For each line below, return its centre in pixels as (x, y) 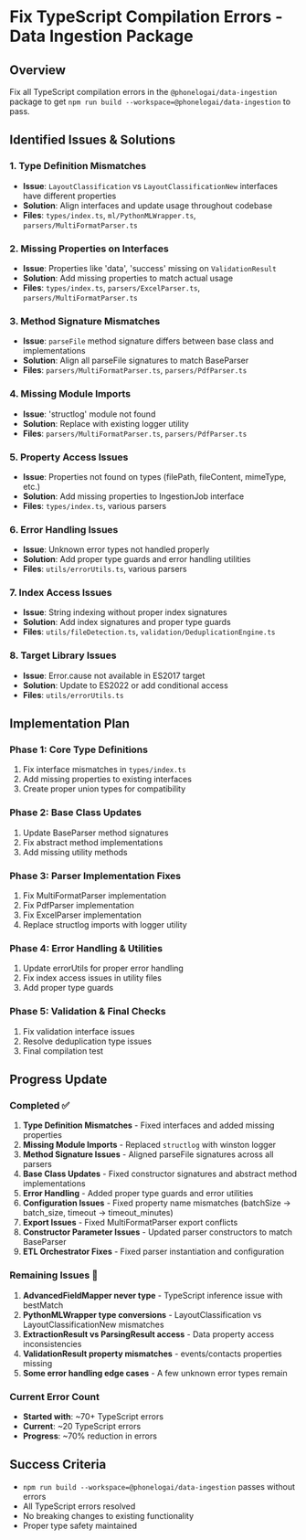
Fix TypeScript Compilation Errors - (146, 17)
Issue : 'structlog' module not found (89, 414)
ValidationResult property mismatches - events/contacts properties (153, 1354)
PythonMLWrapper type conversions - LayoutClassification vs (142, 1314)
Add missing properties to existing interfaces (107, 780)
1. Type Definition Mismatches (78, 166)
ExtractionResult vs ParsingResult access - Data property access (148, 1334)
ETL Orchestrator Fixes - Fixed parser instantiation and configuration (153, 1252)
